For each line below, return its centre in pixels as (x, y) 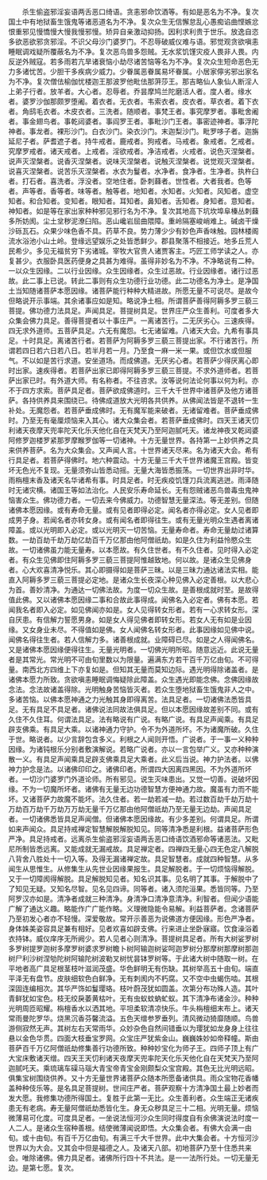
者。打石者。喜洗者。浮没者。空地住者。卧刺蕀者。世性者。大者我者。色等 (130, 181)
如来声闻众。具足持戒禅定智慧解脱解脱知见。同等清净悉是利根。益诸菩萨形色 (133, 829)
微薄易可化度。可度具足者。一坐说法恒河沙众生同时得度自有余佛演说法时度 (130, 1118)
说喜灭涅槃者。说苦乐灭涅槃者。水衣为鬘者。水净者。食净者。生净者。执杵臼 (133, 171)
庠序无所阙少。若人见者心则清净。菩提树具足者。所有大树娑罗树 (154, 938)
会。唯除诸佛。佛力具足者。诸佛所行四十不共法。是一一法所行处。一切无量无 (133, 1158)
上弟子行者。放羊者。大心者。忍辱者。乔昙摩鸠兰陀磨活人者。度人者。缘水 (130, 91)
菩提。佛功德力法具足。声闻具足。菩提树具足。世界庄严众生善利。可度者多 (130, 311)
